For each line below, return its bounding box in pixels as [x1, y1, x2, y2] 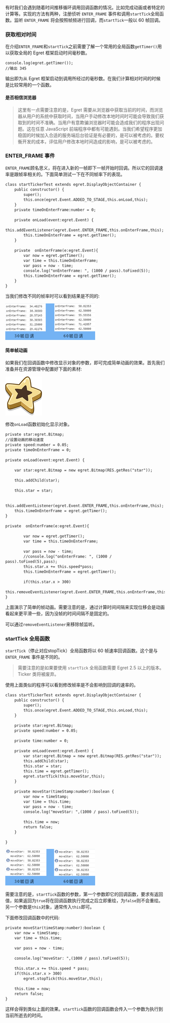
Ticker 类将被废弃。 [17, 671, 59, 677]
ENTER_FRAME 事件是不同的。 [5, 654, 63, 660]
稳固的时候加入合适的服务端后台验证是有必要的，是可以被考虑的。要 [17, 132, 160, 138]
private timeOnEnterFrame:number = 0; [14, 207, 96, 212]
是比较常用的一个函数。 [5, 82, 54, 88]
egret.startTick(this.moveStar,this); [23, 774, 105, 779]
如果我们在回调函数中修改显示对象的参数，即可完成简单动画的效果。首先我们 [5, 360, 165, 365]
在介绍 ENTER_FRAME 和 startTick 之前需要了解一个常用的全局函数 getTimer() [5, 44, 158, 50]
